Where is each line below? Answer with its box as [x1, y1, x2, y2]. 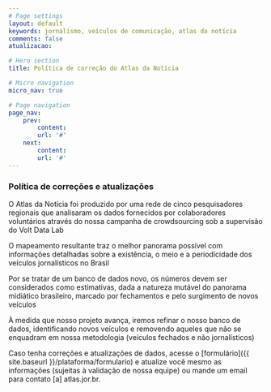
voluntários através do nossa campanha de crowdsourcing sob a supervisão [8, 216, 263, 226]
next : [23, 139, 42, 147]
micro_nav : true [8, 86, 63, 94]
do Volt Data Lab [8, 225, 65, 235]
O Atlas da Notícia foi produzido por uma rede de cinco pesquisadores [8, 199, 243, 209]
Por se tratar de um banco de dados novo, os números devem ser [8, 274, 228, 283]
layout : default [8, 19, 63, 28]
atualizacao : [8, 42, 53, 50]
